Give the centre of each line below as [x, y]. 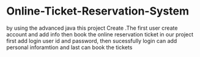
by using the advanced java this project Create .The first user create [92, 28]
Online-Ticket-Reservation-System [98, 11]
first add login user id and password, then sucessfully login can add [92, 41]
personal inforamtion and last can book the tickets [69, 47]
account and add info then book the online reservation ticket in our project [100, 34]
